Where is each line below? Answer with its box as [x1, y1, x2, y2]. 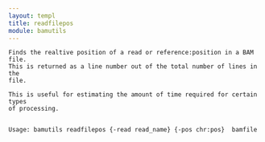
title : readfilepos [8, 19, 74, 27]
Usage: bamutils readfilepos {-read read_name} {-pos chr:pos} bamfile [8, 126, 258, 134]
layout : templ [8, 11, 56, 20]
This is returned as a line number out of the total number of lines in [8, 63, 258, 71]
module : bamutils [8, 26, 67, 34]
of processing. [8, 105, 60, 113]
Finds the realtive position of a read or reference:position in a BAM [8, 49, 254, 57]
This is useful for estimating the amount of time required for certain [8, 91, 258, 99]
